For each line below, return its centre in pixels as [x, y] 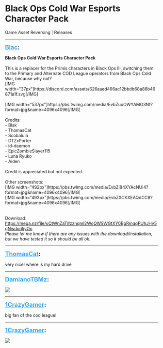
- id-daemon [18, 146]
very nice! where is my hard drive [38, 264]
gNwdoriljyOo [19, 228]
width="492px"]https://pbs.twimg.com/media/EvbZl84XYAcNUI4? [82, 187]
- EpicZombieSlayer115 [28, 151]
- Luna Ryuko [18, 156]
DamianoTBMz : [27, 279]
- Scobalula [16, 135]
